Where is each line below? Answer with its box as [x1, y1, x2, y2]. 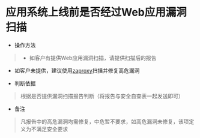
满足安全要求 [36, 125, 68, 133]
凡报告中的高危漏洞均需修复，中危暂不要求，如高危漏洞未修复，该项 [20, 118, 189, 125]
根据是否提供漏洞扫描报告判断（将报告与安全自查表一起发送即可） [20, 92, 184, 100]
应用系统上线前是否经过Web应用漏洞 [5, 5, 187, 19]
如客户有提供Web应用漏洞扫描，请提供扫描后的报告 [29, 54, 157, 61]
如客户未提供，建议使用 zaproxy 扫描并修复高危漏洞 [14, 67, 140, 74]
